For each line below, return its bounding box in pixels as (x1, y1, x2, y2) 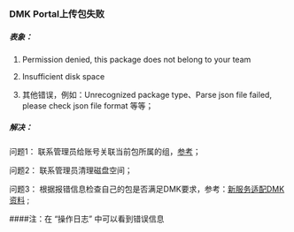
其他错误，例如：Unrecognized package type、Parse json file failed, (21, 89, 273, 100)
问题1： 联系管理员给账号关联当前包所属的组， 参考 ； (9, 146, 201, 156)
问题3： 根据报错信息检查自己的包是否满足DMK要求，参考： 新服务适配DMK (9, 183, 285, 194)
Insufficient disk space (21, 71, 105, 81)
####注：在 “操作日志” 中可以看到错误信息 (9, 213, 165, 224)
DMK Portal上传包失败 (9, 7, 104, 19)
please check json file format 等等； (21, 100, 154, 111)
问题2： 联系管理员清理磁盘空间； (9, 165, 133, 176)
